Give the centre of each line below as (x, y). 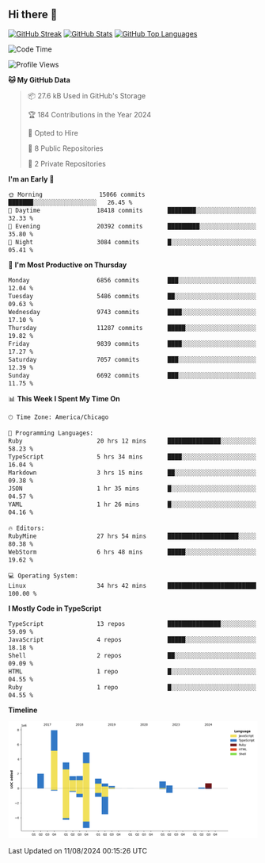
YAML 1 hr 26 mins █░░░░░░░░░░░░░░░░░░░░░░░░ (132, 504)
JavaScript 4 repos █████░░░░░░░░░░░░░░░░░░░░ (132, 639)
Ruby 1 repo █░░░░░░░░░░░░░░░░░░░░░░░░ (132, 687)
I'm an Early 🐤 (31, 178)
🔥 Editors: (26, 528)
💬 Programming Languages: (51, 433)
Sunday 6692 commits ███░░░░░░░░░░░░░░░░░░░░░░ (132, 375)
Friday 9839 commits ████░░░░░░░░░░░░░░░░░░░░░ (132, 343)
